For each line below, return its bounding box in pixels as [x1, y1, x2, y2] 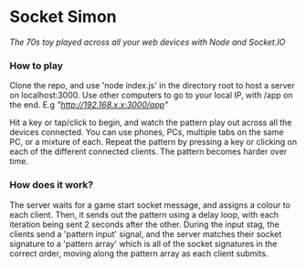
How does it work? [9, 179, 94, 191]
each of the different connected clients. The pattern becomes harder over [9, 146, 288, 157]
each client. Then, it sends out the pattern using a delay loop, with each [9, 209, 280, 220]
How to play [9, 59, 64, 72]
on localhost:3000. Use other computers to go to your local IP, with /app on [9, 89, 293, 101]
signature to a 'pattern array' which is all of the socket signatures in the [9, 238, 278, 249]
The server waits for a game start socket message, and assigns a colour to [9, 199, 290, 211]
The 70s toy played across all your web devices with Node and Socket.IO [9, 36, 286, 47]
